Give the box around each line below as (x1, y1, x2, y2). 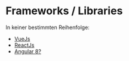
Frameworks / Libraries (5, 4, 123, 18)
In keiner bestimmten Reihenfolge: (5, 24, 90, 31)
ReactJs (14, 41, 35, 49)
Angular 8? (14, 47, 41, 54)
